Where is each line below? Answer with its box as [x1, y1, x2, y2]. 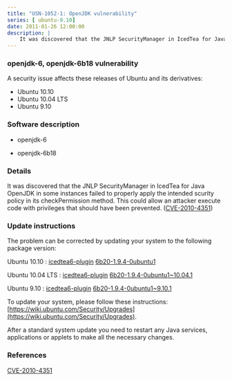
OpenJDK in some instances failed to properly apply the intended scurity [7, 189, 214, 198]
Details [7, 166, 32, 176]
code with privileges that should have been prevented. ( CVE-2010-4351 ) [7, 204, 213, 212]
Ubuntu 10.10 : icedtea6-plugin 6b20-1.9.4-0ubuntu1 [7, 257, 156, 266]
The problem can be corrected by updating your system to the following [7, 236, 212, 245]
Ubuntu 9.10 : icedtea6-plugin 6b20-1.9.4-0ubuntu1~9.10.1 [7, 284, 172, 292]
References [7, 351, 47, 360]
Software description [7, 120, 80, 129]
